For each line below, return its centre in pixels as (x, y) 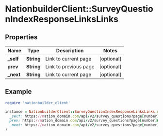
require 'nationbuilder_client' (38, 103)
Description (70, 51)
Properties (21, 37)
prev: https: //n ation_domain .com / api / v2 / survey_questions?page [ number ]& (84, 121)
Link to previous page (70, 67)
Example (18, 92)
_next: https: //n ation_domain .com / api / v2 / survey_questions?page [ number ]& (85, 125)
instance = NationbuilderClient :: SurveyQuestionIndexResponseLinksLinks (80, 112)
